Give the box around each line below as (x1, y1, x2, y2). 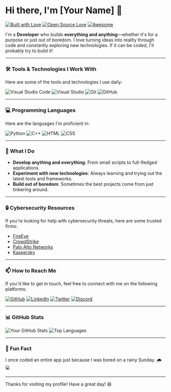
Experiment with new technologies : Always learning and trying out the (12, 170, 162, 176)
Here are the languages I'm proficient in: (5, 120, 90, 127)
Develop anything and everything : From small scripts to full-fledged (12, 159, 157, 165)
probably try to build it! (5, 47, 53, 54)
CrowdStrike (12, 238, 39, 244)
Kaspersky (12, 250, 36, 256)
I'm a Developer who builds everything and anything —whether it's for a (5, 31, 158, 37)
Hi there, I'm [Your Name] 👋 (5, 5, 123, 16)
